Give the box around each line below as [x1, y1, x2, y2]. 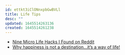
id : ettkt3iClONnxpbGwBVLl [5, 7, 61, 12]
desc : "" [5, 16, 23, 21]
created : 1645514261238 [5, 26, 54, 30]
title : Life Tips [5, 12, 41, 17]
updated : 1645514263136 [5, 21, 54, 26]
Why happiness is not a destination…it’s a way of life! [12, 44, 120, 50]
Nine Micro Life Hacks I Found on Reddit [12, 39, 95, 45]
